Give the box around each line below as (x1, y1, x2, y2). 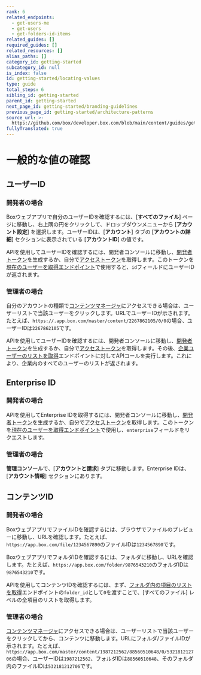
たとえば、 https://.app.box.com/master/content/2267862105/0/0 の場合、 (6, 317, 187, 324)
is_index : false (6, 70, 47, 76)
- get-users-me (11, 20, 50, 26)
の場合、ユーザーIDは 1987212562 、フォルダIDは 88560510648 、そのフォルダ (11, 655, 194, 662)
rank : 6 (6, 8, 26, 15)
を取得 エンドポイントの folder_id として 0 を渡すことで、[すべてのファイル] (6, 588, 188, 596)
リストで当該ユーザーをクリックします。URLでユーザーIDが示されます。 (16, 310, 193, 317)
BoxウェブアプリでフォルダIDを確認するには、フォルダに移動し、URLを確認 (6, 553, 194, 561)
